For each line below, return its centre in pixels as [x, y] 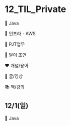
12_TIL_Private [35, 9]
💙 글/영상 [14, 76]
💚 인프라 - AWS [20, 33]
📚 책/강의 [15, 87]
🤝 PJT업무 [15, 44]
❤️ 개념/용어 [17, 65]
